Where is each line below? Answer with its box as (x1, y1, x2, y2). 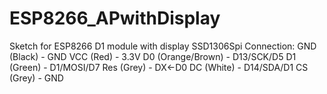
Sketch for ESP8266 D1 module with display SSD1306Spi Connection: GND (9, 40, 317, 52)
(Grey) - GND (9, 72, 64, 84)
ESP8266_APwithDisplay (9, 7, 221, 30)
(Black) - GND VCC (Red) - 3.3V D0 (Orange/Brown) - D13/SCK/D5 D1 (9, 50, 297, 62)
